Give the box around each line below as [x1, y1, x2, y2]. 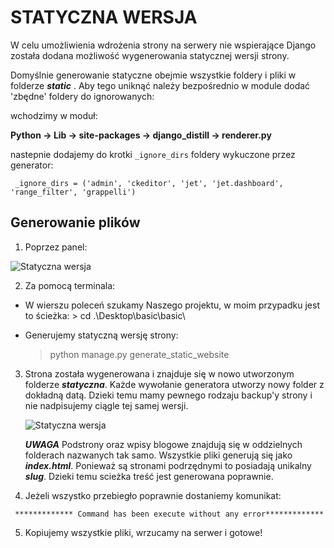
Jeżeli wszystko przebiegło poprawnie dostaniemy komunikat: [24, 489, 282, 501]
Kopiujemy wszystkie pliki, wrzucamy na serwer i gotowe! [24, 526, 263, 538]
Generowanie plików [10, 214, 141, 231]
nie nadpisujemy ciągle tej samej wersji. [24, 399, 189, 411]
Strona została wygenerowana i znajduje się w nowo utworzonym [24, 367, 295, 380]
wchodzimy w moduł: [10, 109, 98, 121]
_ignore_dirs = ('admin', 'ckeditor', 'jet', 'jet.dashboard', [14, 178, 284, 188]
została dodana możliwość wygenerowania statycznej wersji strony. [10, 49, 290, 61]
